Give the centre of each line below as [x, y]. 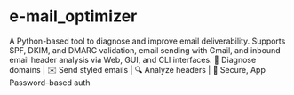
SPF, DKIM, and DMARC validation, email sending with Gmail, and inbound [145, 50]
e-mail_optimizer [73, 16]
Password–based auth [50, 83]
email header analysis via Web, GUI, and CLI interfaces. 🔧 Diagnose [133, 59]
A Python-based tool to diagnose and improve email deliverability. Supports [147, 41]
